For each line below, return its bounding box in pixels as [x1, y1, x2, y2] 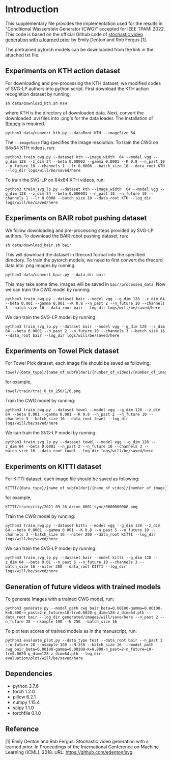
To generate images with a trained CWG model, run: [5, 596, 115, 602]
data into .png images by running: [5, 262, 76, 268]
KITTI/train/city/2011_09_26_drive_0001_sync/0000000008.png [5, 505, 138, 510]
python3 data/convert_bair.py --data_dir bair [5, 272, 106, 277]
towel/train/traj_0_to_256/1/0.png [5, 389, 81, 394]
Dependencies [5, 669, 52, 678]
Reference [5, 725, 39, 734]
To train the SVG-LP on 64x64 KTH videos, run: [5, 177, 105, 183]
